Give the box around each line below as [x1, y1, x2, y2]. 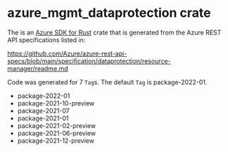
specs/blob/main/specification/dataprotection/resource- [7, 56, 171, 65]
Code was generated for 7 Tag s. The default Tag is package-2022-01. [7, 77, 208, 86]
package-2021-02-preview [17, 121, 96, 129]
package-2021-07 [17, 106, 70, 115]
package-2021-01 [17, 114, 69, 122]
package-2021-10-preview [17, 99, 95, 107]
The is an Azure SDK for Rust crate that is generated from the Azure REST [7, 28, 222, 37]
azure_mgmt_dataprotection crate [7, 5, 211, 21]
